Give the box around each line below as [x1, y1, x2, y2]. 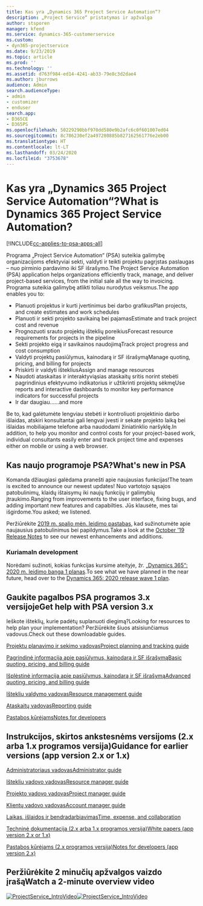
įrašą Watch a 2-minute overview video [6, 876, 155, 887]
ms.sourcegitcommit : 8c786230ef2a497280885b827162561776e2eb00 [6, 133, 169, 139]
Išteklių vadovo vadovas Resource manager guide [6, 778, 129, 785]
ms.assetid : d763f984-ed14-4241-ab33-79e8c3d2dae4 [6, 71, 137, 77]
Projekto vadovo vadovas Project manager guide [6, 790, 126, 797]
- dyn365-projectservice [6, 43, 69, 49]
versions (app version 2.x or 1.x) [6, 750, 130, 761]
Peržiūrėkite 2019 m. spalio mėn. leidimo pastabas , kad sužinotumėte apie [6, 520, 191, 527]
